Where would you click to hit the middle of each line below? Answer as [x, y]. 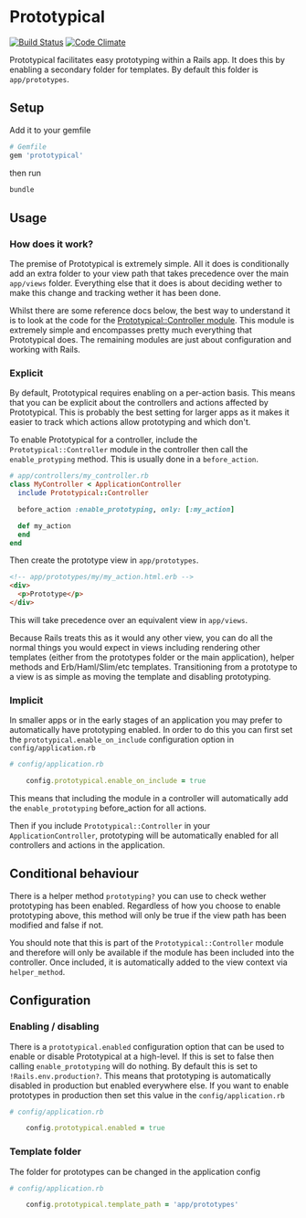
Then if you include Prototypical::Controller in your [110, 826]
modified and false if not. [57, 925]
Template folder [46, 1151]
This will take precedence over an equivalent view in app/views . [129, 620]
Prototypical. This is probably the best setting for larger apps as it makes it [149, 412]
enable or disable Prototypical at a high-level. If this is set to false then [142, 1056]
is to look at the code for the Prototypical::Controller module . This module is [152, 321]
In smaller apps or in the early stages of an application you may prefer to [146, 720]
